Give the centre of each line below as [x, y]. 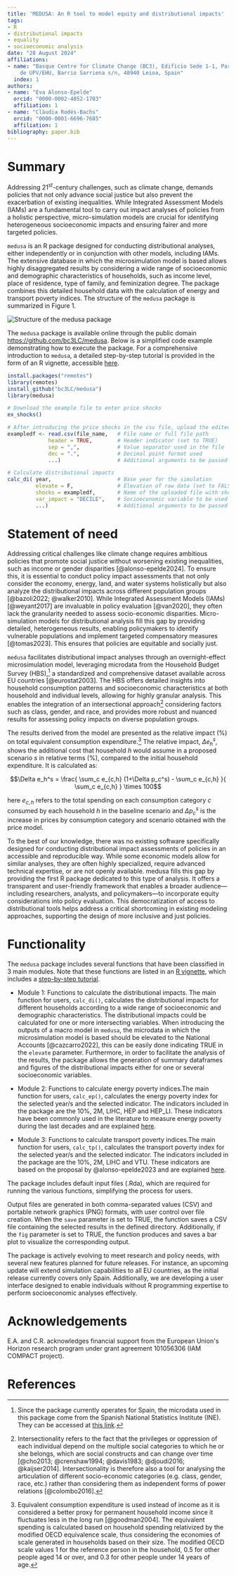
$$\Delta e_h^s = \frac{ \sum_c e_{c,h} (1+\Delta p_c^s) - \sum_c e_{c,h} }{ [118, 779]
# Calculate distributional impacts [61, 473]
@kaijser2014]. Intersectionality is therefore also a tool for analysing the [121, 1469]
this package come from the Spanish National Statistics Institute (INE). [119, 1417]
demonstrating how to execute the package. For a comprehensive [103, 348]
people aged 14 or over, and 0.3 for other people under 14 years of [114, 1557]
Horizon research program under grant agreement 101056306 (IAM [104, 1348]
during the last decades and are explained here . [87, 1126]
